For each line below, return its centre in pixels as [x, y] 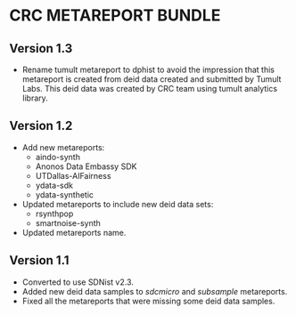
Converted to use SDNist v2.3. [78, 282]
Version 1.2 [41, 126]
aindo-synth [58, 157]
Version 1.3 [41, 48]
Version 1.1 [39, 260]
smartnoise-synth [68, 222]
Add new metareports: [63, 147]
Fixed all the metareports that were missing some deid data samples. [148, 301]
